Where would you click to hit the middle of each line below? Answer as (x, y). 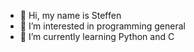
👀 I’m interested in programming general (102, 26)
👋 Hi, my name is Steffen (70, 15)
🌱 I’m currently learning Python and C (97, 36)
